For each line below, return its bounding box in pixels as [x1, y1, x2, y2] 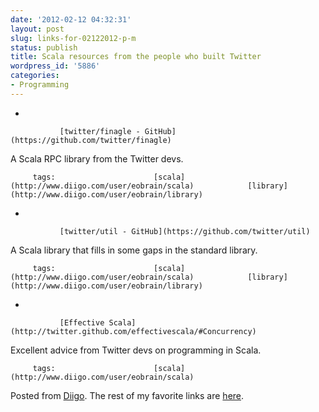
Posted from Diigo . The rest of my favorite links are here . [10, 389, 245, 401]
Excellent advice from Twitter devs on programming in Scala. [10, 344, 262, 356]
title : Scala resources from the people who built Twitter [10, 52, 262, 62]
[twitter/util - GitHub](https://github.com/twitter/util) [59, 226, 311, 236]
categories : [10, 71, 60, 81]
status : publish [10, 42, 78, 53]
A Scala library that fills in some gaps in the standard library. [10, 244, 258, 256]
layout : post [10, 24, 65, 34]
